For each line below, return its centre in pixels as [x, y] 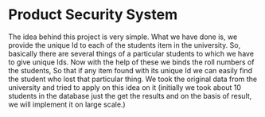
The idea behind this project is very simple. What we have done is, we [123, 37]
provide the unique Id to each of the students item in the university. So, [125, 45]
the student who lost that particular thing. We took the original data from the [132, 79]
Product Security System [93, 15]
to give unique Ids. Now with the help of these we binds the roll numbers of [131, 62]
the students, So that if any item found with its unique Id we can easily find [131, 70]
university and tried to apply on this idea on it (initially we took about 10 [125, 87]
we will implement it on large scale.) [67, 104]
